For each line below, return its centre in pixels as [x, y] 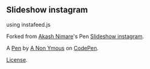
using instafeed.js [28, 24]
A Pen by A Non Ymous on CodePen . [53, 48]
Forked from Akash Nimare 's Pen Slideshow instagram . [75, 36]
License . [17, 59]
